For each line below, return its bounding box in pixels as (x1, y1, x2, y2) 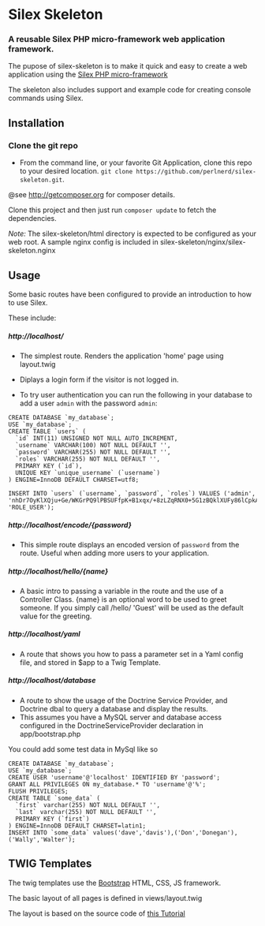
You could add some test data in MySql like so (8, 744, 159, 754)
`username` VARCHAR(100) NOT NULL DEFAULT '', (15, 441, 171, 449)
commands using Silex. (8, 93, 84, 103)
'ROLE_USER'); (8, 503, 55, 511)
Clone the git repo (8, 140, 79, 151)
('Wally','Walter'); (8, 835, 77, 843)
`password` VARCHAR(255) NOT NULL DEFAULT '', (15, 448, 171, 456)
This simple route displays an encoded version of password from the (19, 540, 240, 549)
